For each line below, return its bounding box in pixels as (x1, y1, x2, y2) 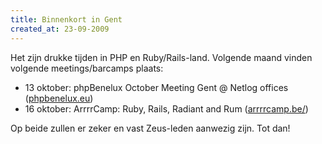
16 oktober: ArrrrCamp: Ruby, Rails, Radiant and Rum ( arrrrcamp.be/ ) (24, 102, 309, 115)
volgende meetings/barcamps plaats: (10, 62, 164, 74)
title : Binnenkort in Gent (10, 14, 123, 25)
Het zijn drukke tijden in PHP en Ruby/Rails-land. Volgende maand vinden (10, 51, 313, 63)
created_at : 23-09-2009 (10, 24, 110, 34)
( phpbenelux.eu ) (24, 92, 94, 104)
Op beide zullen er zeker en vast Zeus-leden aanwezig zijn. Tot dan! (10, 122, 291, 134)
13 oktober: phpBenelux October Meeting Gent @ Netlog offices (24, 81, 289, 93)
